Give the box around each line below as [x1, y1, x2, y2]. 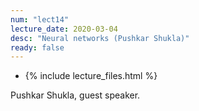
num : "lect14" [10, 14, 70, 25]
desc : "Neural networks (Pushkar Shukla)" [10, 33, 190, 43]
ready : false [10, 42, 65, 53]
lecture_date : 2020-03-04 [10, 24, 118, 34]
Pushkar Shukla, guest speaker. [10, 89, 141, 101]
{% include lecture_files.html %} [24, 70, 158, 82]
